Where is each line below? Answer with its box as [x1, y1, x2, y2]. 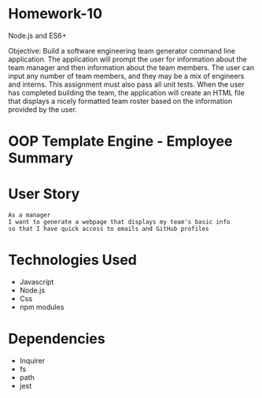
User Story [8, 185, 80, 203]
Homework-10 [8, 5, 103, 23]
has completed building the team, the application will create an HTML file [8, 87, 245, 97]
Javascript [19, 277, 54, 286]
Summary [8, 149, 73, 167]
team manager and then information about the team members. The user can [8, 62, 255, 72]
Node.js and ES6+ [8, 31, 67, 40]
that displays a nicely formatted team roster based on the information [8, 96, 233, 106]
